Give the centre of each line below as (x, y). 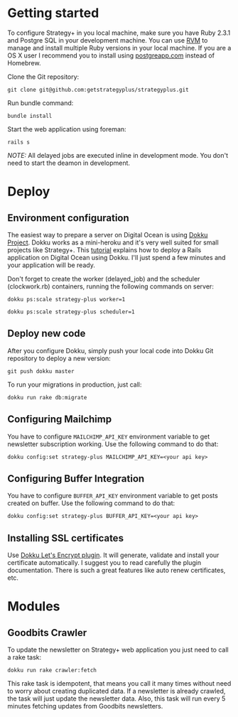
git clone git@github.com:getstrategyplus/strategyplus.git (98, 90)
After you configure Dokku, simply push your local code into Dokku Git (110, 350)
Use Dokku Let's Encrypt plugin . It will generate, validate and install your (113, 555)
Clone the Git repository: (43, 77)
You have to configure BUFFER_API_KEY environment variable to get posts (113, 496)
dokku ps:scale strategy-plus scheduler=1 (71, 312)
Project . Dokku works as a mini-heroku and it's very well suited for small (113, 242)
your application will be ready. (52, 265)
